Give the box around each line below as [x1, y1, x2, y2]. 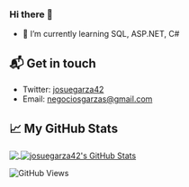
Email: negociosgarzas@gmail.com [22, 93, 153, 104]
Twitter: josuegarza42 [22, 85, 104, 95]
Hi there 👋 [9, 8, 54, 21]
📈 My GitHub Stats [9, 120, 119, 136]
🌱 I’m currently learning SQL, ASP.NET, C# [22, 29, 180, 40]
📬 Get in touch [9, 56, 96, 71]
